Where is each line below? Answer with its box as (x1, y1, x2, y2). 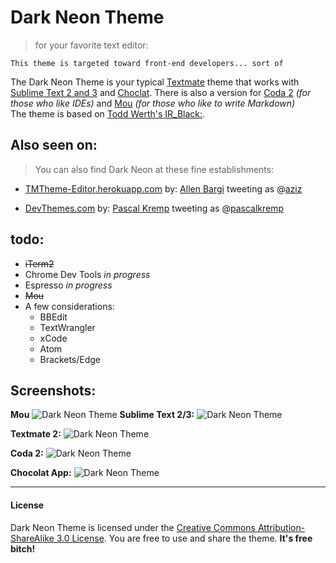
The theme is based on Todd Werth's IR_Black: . (10, 107, 206, 120)
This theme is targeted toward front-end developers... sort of (10, 58, 284, 68)
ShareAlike (10, 532, 55, 544)
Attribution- (257, 521, 306, 533)
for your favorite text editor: (34, 39, 149, 51)
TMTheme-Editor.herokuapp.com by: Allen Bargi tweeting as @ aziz (24, 182, 303, 195)
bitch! (10, 542, 36, 555)
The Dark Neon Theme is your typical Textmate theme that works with (10, 76, 300, 88)
